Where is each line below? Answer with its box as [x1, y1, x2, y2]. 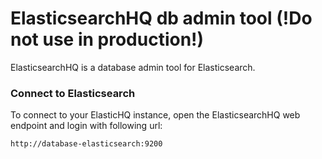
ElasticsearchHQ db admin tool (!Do [10, 7, 313, 30]
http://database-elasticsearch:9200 [10, 139, 163, 149]
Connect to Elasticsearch [10, 86, 136, 100]
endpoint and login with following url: [10, 120, 163, 132]
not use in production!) [10, 28, 205, 51]
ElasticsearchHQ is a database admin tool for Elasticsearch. [10, 61, 256, 73]
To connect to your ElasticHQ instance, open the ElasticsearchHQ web [10, 109, 301, 121]
